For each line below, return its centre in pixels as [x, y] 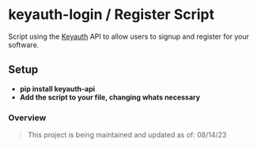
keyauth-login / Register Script [111, 15]
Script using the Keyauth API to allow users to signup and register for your [128, 36]
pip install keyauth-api [57, 89]
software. [24, 44]
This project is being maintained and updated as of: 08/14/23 [127, 135]
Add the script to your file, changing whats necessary [110, 97]
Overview [27, 118]
